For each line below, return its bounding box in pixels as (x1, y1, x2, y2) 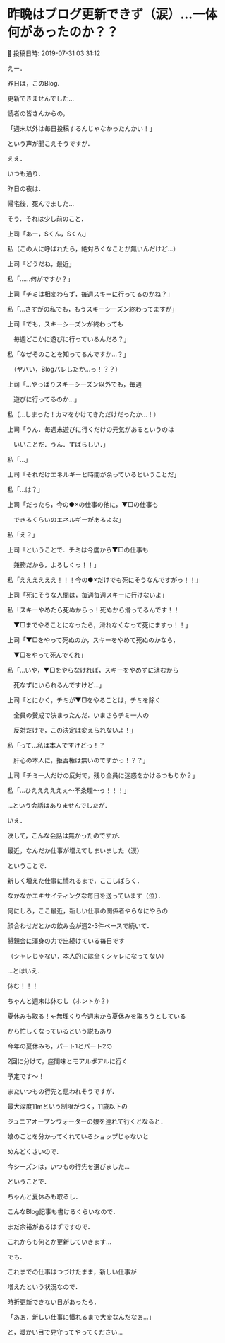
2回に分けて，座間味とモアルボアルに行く (7, 1056, 128, 1065)
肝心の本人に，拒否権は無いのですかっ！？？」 (13, 755, 150, 765)
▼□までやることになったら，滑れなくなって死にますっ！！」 (13, 620, 192, 629)
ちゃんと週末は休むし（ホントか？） (7, 996, 113, 1005)
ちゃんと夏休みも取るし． (7, 1192, 82, 1201)
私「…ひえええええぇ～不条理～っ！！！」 (7, 786, 130, 794)
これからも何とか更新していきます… (7, 1237, 111, 1246)
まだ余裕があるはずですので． (7, 1222, 94, 1230)
